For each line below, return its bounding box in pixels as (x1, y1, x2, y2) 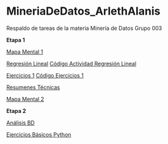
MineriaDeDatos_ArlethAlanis (6, 4, 161, 18)
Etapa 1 (6, 36, 26, 43)
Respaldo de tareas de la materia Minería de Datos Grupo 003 (6, 24, 163, 32)
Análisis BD (6, 119, 35, 126)
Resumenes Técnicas (6, 84, 60, 91)
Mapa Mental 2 (6, 95, 45, 103)
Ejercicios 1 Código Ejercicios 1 (6, 71, 84, 79)
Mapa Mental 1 (6, 48, 43, 56)
